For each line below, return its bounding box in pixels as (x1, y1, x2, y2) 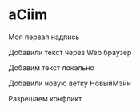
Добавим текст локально (8, 62, 94, 73)
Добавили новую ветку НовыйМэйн (8, 78, 132, 88)
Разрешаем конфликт (8, 93, 82, 103)
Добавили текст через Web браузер (8, 47, 132, 57)
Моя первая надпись (8, 32, 80, 42)
